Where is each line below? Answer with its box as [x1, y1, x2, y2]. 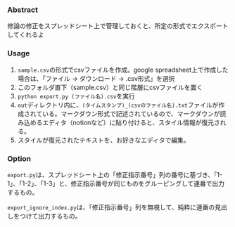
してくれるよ [7, 30, 44, 39]
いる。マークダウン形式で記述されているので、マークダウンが [42, 109, 220, 117]
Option [7, 153, 32, 163]
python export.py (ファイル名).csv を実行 [17, 91, 135, 100]
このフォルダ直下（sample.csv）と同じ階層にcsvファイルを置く [17, 83, 203, 91]
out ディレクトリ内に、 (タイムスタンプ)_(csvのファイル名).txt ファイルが [17, 100, 219, 109]
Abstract [7, 5, 39, 15]
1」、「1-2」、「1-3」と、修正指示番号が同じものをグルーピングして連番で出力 [7, 179, 225, 188]
